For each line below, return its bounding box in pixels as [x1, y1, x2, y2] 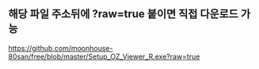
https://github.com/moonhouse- [8, 43, 113, 53]
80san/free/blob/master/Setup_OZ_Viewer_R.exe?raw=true [8, 52, 200, 61]
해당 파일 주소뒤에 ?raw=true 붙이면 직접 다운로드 [8, 7, 239, 21]
